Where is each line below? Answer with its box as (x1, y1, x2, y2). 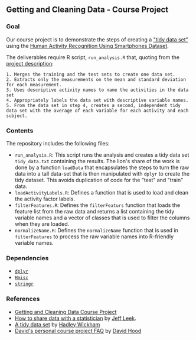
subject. (6, 112, 28, 119)
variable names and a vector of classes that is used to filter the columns (14, 214, 190, 221)
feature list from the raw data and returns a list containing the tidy (14, 208, 175, 215)
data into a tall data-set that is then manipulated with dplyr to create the (14, 170, 190, 177)
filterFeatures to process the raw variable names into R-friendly (14, 233, 174, 240)
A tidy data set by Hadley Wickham (14, 320, 100, 328)
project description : (6, 60, 54, 67)
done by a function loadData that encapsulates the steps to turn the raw (14, 164, 190, 171)
